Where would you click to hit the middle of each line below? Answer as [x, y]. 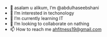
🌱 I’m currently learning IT [36, 18]
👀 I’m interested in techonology [42, 13]
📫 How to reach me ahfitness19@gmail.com [55, 29]
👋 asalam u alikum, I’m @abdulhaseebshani [54, 8]
